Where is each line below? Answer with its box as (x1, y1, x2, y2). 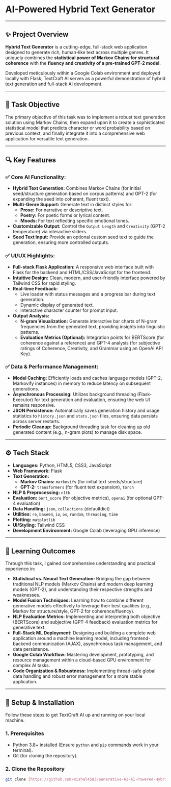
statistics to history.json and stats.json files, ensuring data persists (12, 412, 158, 419)
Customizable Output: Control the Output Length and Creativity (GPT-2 (12, 223, 165, 229)
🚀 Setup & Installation (5, 698, 75, 707)
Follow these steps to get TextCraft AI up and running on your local (5, 712, 146, 718)
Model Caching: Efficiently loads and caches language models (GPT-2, (12, 375, 162, 381)
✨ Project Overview (5, 30, 69, 39)
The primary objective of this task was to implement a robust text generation (5, 114, 166, 120)
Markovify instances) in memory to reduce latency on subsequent (12, 380, 151, 386)
